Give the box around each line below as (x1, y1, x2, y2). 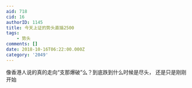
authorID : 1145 (6, 19, 43, 25)
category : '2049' (6, 52, 49, 58)
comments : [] (6, 41, 38, 47)
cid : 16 (6, 14, 25, 20)
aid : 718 (6, 8, 28, 15)
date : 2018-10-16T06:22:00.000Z (6, 47, 85, 52)
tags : (6, 30, 19, 36)
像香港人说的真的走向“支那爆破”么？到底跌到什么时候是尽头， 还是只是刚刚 (6, 68, 187, 76)
